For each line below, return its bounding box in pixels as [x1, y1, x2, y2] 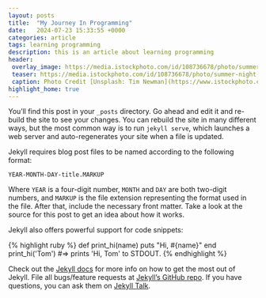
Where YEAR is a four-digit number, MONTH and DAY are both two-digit [8, 185, 227, 194]
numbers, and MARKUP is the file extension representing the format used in [8, 193, 247, 202]
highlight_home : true [8, 85, 80, 93]
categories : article [8, 33, 77, 42]
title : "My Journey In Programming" [8, 19, 133, 27]
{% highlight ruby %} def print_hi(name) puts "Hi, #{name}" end [8, 240, 217, 250]
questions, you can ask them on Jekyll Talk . [8, 281, 151, 291]
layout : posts [8, 11, 55, 20]
